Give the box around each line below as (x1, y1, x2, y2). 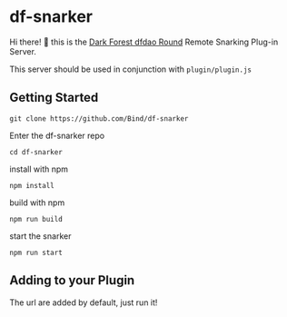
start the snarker (9, 230, 72, 242)
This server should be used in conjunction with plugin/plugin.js (9, 64, 252, 74)
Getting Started (9, 90, 99, 105)
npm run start (9, 248, 64, 257)
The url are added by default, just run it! (9, 297, 158, 308)
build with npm (9, 197, 65, 208)
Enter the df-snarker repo (9, 130, 105, 141)
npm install (9, 181, 54, 190)
